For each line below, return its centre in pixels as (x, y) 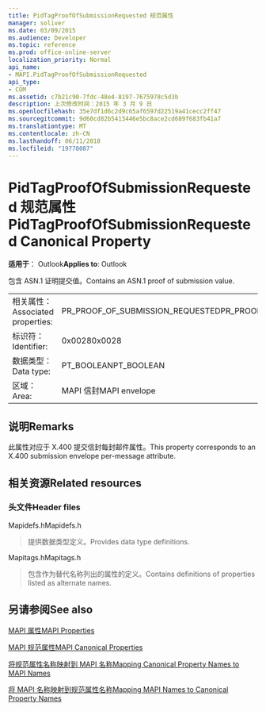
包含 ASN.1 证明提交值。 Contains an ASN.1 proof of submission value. (122, 281)
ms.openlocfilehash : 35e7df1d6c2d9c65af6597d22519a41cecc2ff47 (115, 112)
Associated (33, 312)
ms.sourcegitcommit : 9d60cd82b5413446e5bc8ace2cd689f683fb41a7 (115, 119)
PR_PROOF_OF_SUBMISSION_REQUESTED (141, 311)
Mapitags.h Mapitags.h (45, 557)
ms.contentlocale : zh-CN (49, 133)
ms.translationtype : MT (47, 126)
